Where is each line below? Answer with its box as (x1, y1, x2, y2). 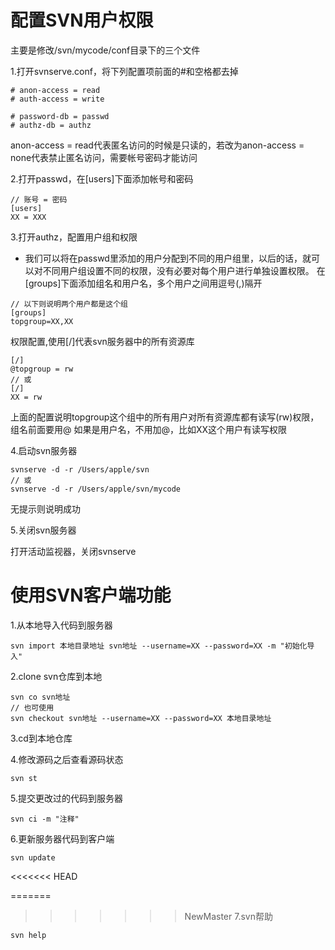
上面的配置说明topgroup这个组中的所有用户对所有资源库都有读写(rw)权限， (10, 411, 320, 423)
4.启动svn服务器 (10, 444, 78, 456)
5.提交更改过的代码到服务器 (10, 792, 123, 804)
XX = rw (10, 392, 43, 402)
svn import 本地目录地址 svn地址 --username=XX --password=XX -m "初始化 (10, 641, 308, 651)
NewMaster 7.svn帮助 (184, 910, 273, 922)
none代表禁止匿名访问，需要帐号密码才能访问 (10, 151, 198, 163)
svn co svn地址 (10, 692, 71, 702)
